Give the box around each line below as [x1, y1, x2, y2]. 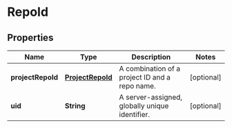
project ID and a [119, 73, 171, 82]
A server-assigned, [119, 93, 183, 102]
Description [131, 53, 171, 62]
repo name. [119, 81, 157, 91]
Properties [7, 32, 54, 44]
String [64, 101, 86, 111]
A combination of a [119, 64, 181, 73]
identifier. [119, 110, 151, 119]
